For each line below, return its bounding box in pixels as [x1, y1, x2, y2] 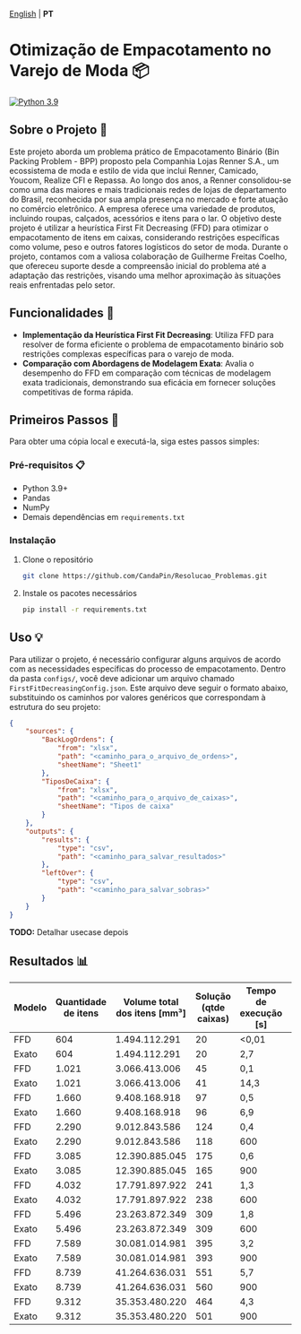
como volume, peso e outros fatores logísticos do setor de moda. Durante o [9, 241, 288, 252]
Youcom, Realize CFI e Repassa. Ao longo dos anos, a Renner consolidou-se [9, 175, 292, 186]
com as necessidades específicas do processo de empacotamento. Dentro [9, 663, 287, 674]
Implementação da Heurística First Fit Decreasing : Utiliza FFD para [21, 329, 275, 340]
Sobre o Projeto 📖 [9, 122, 108, 138]
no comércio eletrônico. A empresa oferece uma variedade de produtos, [9, 203, 276, 214]
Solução [195, 991, 231, 1003]
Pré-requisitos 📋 [9, 459, 85, 472]
